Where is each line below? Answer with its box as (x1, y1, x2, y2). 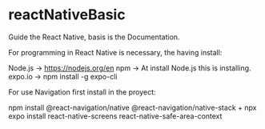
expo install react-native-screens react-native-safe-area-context (8, 111, 223, 121)
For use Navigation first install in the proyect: (8, 87, 156, 97)
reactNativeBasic (8, 6, 126, 24)
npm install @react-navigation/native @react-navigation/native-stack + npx (8, 103, 257, 112)
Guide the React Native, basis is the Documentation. (8, 32, 180, 42)
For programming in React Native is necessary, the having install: (8, 47, 223, 57)
